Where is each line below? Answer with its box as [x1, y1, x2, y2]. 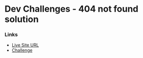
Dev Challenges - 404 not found [4, 3, 139, 15]
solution [4, 14, 39, 25]
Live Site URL [11, 42, 39, 48]
